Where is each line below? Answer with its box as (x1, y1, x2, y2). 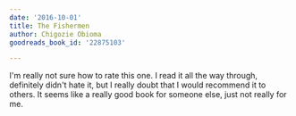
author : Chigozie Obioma (9, 29, 102, 38)
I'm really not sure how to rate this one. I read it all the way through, (9, 70, 258, 81)
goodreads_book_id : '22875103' (9, 37, 126, 47)
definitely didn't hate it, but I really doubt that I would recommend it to (9, 79, 266, 90)
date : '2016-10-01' (9, 12, 82, 22)
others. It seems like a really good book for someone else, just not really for (9, 89, 288, 100)
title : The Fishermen (9, 21, 90, 30)
